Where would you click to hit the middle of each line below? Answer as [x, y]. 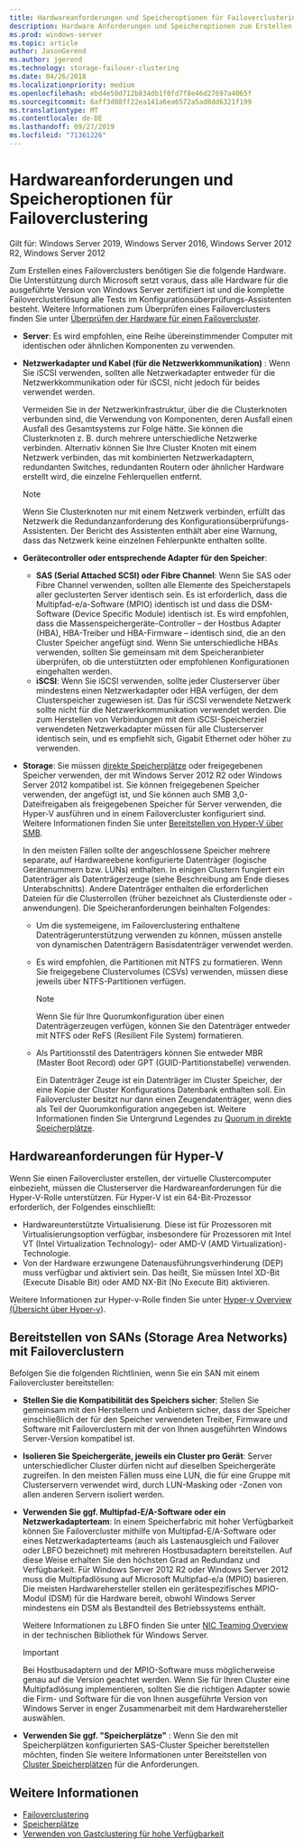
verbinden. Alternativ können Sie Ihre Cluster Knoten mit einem [139, 447]
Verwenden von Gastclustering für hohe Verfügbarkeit [123, 1834]
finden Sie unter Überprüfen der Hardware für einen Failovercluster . [135, 318]
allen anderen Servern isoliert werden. [93, 1495]
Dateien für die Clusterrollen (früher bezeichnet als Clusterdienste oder [154, 898]
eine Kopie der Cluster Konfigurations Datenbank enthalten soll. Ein [161, 1089]
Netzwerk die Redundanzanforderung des [100, 521]
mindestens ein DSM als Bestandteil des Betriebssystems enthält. [144, 1608]
